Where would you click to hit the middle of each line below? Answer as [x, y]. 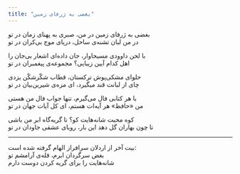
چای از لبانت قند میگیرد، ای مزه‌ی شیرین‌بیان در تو [74, 84]
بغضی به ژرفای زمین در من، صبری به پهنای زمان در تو [79, 34]
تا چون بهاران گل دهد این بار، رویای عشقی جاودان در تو [81, 127]
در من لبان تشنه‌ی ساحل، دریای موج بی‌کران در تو [73, 42]
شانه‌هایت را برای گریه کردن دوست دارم [61, 162]
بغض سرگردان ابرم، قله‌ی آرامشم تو [56, 155]
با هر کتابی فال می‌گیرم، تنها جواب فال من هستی [73, 98]
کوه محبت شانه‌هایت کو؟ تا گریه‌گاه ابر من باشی [71, 119]
